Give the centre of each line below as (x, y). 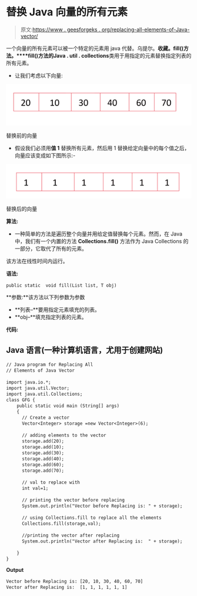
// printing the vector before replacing (73, 500)
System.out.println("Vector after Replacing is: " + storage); (102, 541)
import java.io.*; (29, 382)
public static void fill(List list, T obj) (61, 286)
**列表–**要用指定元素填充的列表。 (57, 310)
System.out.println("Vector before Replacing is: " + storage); (102, 506)
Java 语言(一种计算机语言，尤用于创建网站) (85, 350)
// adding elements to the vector (64, 435)
